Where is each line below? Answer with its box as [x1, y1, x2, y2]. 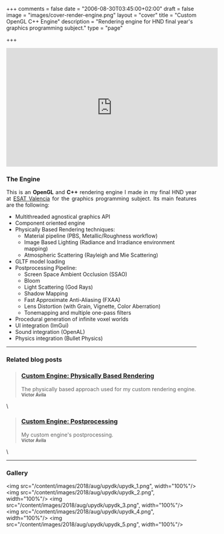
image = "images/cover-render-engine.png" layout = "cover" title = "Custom [6, 11, 197, 19]
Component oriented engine [14, 219, 86, 227]
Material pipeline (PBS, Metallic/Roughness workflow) [24, 232, 158, 240]
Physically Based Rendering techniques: [14, 226, 115, 233]
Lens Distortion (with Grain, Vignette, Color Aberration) [24, 303, 161, 310]
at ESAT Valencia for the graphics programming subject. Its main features [6, 195, 197, 203]
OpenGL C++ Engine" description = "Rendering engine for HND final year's [6, 18, 193, 25]
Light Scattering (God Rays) [24, 283, 94, 291]
